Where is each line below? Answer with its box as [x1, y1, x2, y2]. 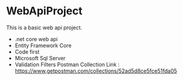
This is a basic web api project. [6, 24, 82, 31]
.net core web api [14, 35, 58, 42]
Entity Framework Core [14, 42, 72, 49]
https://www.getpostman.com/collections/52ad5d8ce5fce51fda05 [14, 67, 178, 74]
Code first [14, 48, 40, 55]
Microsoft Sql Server [14, 54, 66, 61]
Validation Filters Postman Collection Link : [14, 61, 120, 68]
